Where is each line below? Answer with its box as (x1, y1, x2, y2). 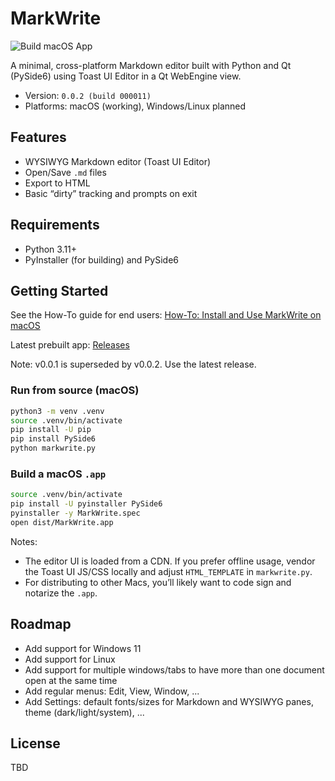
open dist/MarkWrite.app (10, 517, 114, 527)
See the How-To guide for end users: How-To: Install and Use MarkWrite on (10, 309, 322, 321)
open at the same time (24, 674, 118, 686)
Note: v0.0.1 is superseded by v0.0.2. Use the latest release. (10, 358, 257, 371)
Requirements (10, 217, 100, 234)
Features (10, 129, 67, 146)
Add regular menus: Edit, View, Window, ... (24, 685, 200, 697)
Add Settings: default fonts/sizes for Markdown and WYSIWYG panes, (24, 695, 314, 707)
